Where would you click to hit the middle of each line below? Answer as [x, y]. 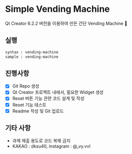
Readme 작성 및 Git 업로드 [38, 111]
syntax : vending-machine [32, 52]
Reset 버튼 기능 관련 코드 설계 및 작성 [48, 98]
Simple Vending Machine [58, 9]
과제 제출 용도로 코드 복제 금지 [41, 141]
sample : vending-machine [32, 57]
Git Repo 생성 [26, 86]
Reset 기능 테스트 [29, 105]
